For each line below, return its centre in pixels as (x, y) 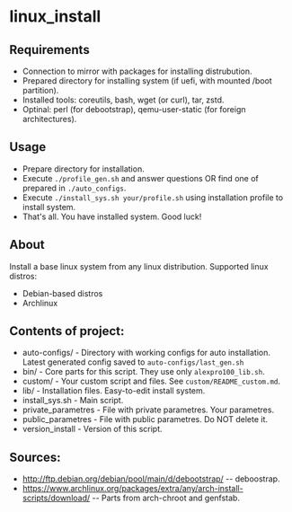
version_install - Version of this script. (93, 429)
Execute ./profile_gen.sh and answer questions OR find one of (140, 178)
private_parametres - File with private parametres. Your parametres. (148, 410)
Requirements (49, 50)
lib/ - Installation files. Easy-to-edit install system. (114, 391)
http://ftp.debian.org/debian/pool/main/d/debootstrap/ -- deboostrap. (151, 479)
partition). (40, 90)
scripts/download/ (56, 498)
